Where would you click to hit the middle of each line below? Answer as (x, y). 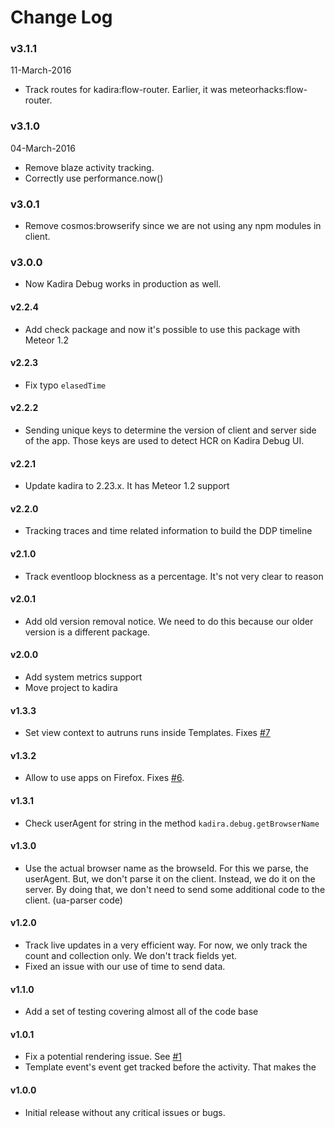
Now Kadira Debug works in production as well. (123, 284)
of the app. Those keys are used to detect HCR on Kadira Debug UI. (164, 440)
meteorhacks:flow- (268, 90)
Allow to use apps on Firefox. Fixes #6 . (104, 778)
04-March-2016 (43, 148)
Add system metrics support (83, 677)
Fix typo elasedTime (65, 385)
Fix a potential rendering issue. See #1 (103, 1057)
